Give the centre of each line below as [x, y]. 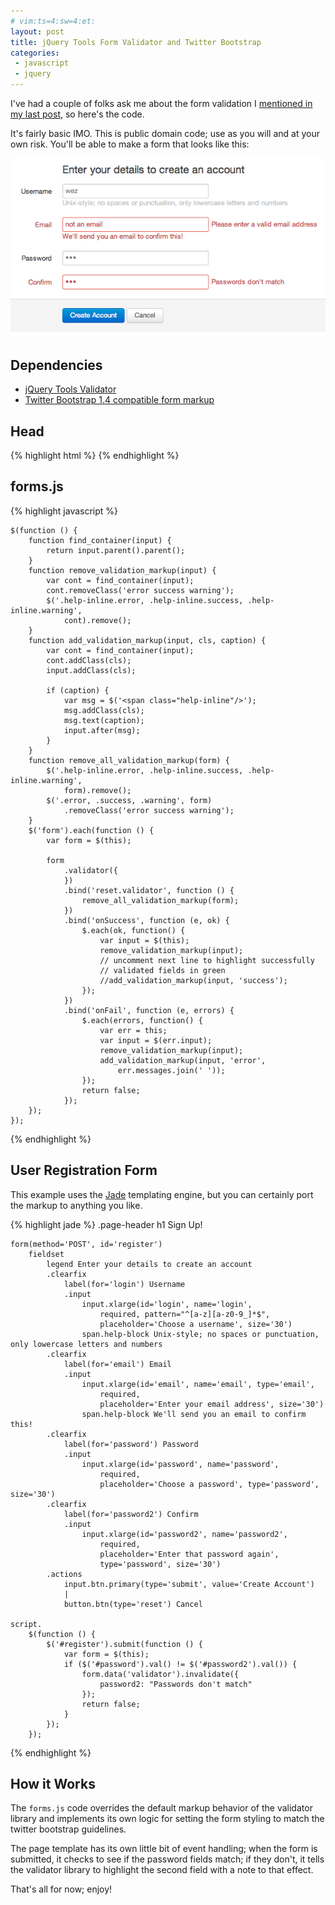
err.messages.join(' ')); [171, 1070]
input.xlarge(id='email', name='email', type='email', [198, 1384]
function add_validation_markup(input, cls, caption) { [147, 640]
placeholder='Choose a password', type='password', [209, 1484]
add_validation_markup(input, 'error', [183, 1060]
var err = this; [133, 1030]
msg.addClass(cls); [104, 710]
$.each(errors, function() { [142, 1020]
